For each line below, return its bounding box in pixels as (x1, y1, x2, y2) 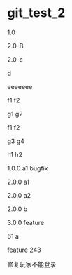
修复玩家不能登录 (7, 260, 57, 268)
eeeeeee (7, 82, 33, 90)
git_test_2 (7, 5, 66, 21)
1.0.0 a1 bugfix (7, 163, 48, 173)
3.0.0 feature (7, 218, 44, 227)
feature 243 (7, 246, 41, 254)
